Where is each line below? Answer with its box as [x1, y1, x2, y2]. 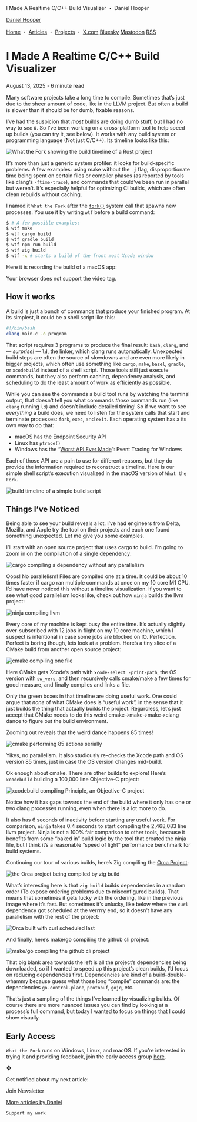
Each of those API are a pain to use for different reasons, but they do [6, 457, 172, 464]
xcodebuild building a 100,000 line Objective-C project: [6, 776, 139, 783]
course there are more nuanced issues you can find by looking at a [6, 1002, 168, 1009]
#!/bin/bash [6, 325, 35, 331]
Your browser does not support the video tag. [6, 275, 116, 282]
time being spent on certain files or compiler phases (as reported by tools [6, 172, 184, 179]
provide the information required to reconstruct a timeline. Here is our [6, 463, 175, 470]
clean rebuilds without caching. [6, 190, 82, 198]
